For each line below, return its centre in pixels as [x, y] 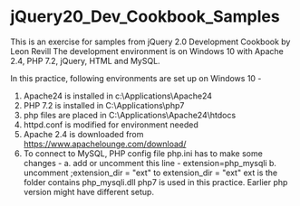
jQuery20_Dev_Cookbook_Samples [145, 17]
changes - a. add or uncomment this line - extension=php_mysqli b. [150, 163]
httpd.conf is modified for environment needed [111, 125]
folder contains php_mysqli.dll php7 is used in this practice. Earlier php [155, 182]
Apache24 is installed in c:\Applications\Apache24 [117, 96]
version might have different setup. [89, 192]
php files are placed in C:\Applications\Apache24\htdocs [130, 115]
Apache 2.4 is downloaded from [83, 134]
